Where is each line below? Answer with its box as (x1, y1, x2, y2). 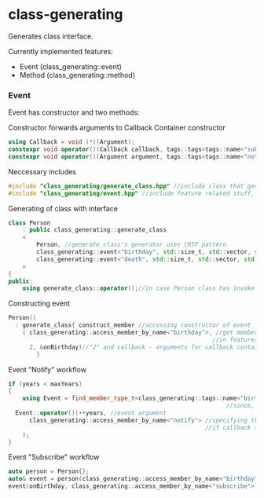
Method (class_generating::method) (19, 70, 136, 79)
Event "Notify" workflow (8, 364, 86, 374)
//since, (225, 402, 255, 410)
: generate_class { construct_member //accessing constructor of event (15, 321, 251, 329)
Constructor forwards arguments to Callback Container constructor (8, 123, 226, 133)
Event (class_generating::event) (19, 61, 122, 71)
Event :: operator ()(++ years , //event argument (15, 409, 167, 417)
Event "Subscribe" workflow (8, 452, 100, 462)
